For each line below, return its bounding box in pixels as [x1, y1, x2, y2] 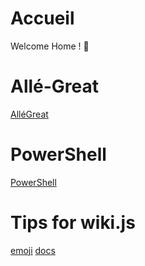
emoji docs [10, 244, 56, 256]
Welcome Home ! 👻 [10, 40, 90, 52]
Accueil [10, 7, 75, 30]
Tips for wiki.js [10, 212, 136, 234]
